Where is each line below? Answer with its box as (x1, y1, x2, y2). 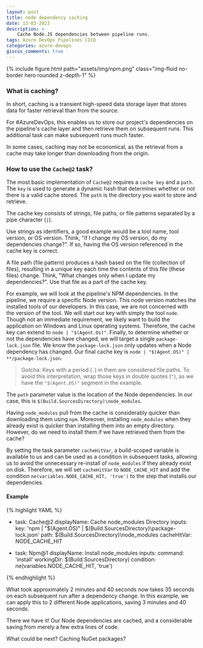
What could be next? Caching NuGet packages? (6, 635, 126, 642)
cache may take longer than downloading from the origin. (6, 150, 150, 157)
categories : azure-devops (6, 43, 72, 49)
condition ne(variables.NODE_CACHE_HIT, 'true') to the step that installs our (6, 473, 197, 480)
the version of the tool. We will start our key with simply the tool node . (6, 309, 179, 317)
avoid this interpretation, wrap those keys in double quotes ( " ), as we (21, 373, 194, 380)
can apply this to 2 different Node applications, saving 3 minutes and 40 (6, 598, 187, 606)
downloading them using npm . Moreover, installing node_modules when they (6, 416, 191, 423)
